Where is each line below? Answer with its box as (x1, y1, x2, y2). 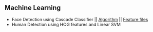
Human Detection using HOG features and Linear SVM (11, 21, 121, 27)
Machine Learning (4, 4, 61, 12)
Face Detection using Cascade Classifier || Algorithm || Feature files (11, 16, 148, 22)
